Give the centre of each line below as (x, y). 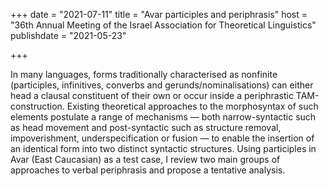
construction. (37, 106)
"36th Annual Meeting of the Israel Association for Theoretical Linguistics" (163, 25)
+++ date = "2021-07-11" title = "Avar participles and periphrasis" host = (159, 14)
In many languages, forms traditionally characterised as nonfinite (144, 74)
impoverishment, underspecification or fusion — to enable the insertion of (162, 138)
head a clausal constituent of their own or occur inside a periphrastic (152, 95)
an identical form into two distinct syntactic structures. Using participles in (163, 148)
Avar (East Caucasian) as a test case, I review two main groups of (145, 159)
